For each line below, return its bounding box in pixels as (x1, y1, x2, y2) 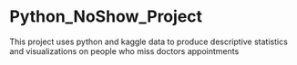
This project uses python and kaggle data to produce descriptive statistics (9, 36, 289, 47)
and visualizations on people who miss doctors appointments (9, 45, 240, 56)
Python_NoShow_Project (9, 6, 203, 27)
